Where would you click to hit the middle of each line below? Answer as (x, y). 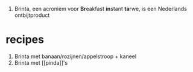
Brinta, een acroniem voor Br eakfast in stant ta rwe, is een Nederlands (101, 9)
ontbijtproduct (32, 15)
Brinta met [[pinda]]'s (41, 62)
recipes (25, 40)
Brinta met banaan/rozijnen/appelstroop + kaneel (75, 56)
